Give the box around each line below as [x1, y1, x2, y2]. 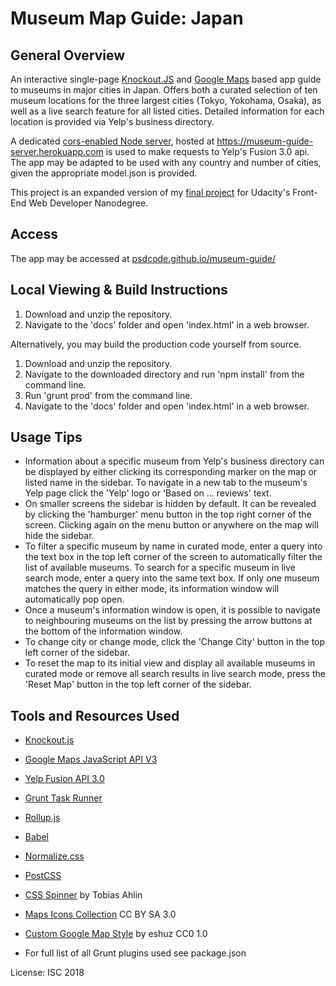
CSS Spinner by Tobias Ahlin [24, 889, 143, 901]
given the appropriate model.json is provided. [10, 167, 198, 179]
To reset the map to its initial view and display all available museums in [24, 657, 316, 669]
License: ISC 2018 [10, 967, 85, 979]
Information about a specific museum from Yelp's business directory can [24, 455, 325, 467]
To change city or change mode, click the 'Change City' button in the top [24, 636, 326, 648]
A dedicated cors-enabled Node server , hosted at [10, 135, 215, 147]
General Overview [10, 47, 126, 64]
